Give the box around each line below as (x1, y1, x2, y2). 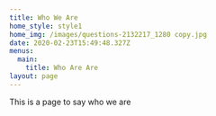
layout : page (9, 72, 58, 81)
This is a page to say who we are (9, 96, 131, 107)
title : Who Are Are (25, 64, 99, 73)
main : (17, 55, 39, 64)
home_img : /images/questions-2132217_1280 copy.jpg (9, 30, 207, 39)
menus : (9, 47, 34, 56)
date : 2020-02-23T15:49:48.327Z (9, 38, 130, 48)
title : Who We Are (9, 13, 78, 22)
